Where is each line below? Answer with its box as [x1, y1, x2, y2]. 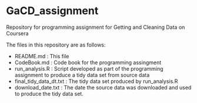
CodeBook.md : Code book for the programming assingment [14, 59, 162, 66]
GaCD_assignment [6, 4, 99, 18]
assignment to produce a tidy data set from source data [14, 71, 150, 78]
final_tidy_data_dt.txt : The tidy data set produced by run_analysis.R [14, 78, 178, 85]
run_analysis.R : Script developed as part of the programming [14, 65, 163, 72]
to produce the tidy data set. [14, 90, 84, 97]
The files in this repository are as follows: [6, 41, 106, 48]
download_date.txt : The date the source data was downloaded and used [14, 84, 192, 91]
